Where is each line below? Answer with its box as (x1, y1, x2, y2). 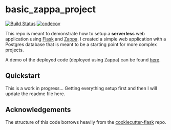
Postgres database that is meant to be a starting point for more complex (5, 41, 157, 47)
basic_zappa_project (5, 4, 96, 15)
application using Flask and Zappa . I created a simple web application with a (5, 36, 166, 42)
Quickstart (5, 72, 40, 80)
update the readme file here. (5, 91, 66, 97)
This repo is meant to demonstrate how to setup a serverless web (5, 30, 145, 36)
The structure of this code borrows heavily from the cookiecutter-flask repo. (5, 119, 166, 125)
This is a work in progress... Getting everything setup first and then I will (5, 85, 157, 91)
